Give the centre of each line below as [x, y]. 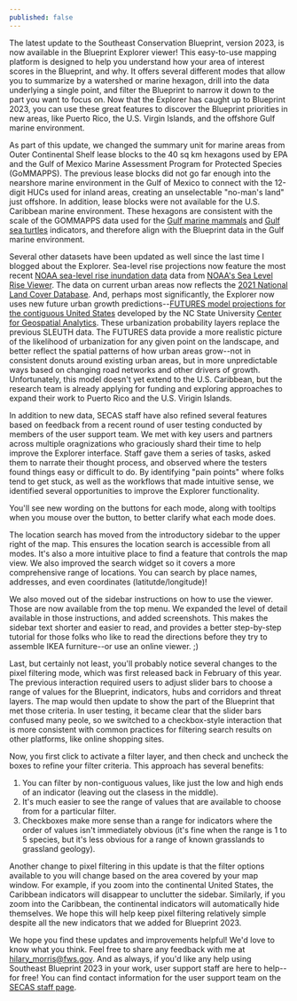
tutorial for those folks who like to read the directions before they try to [138, 637]
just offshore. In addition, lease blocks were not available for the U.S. [135, 202]
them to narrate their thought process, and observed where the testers [138, 462]
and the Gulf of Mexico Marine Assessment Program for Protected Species [145, 163]
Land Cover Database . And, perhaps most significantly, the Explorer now [142, 294]
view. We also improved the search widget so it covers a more [122, 563]
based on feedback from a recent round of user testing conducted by [136, 425]
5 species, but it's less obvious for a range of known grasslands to [143, 839]
